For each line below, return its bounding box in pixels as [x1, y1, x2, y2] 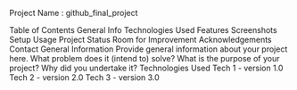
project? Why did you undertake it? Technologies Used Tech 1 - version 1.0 [9, 62, 284, 73]
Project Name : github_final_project [9, 8, 138, 18]
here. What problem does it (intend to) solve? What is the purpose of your [9, 53, 280, 63]
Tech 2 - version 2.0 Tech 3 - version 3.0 [9, 72, 161, 83]
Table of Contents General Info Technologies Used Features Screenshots [9, 25, 278, 35]
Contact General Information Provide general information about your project [9, 44, 288, 54]
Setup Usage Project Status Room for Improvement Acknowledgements [9, 35, 272, 45]
